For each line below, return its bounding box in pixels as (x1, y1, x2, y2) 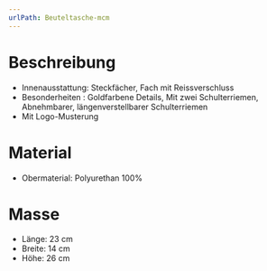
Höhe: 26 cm (21, 253, 70, 264)
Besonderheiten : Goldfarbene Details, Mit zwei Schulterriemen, (21, 91, 259, 102)
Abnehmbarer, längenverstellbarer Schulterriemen (21, 101, 208, 112)
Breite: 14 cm (21, 243, 71, 254)
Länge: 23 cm (21, 234, 73, 245)
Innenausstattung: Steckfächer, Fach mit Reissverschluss (21, 82, 235, 93)
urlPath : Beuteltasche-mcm (8, 13, 110, 23)
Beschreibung (8, 51, 116, 72)
